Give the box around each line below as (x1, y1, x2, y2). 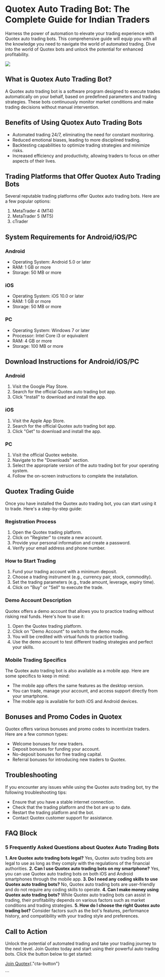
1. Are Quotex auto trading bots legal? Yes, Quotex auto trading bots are (5, 855, 153, 861)
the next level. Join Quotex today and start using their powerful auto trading (5, 946, 159, 952)
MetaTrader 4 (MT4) (12, 208, 54, 214)
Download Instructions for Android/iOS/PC (5, 358, 139, 366)
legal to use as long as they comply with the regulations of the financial (5, 861, 150, 867)
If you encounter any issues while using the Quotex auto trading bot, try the (5, 784, 159, 790)
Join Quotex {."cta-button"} (5, 961, 60, 967)
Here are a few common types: (5, 731, 68, 737)
